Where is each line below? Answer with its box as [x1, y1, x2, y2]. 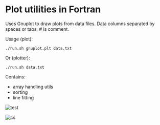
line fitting [12, 94, 34, 100]
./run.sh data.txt [5, 65, 44, 70]
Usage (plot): [5, 36, 33, 42]
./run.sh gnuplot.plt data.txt [5, 46, 72, 51]
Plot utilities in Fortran [5, 4, 101, 15]
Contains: [5, 73, 26, 80]
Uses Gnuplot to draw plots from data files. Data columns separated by [5, 20, 155, 27]
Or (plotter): [5, 55, 30, 61]
